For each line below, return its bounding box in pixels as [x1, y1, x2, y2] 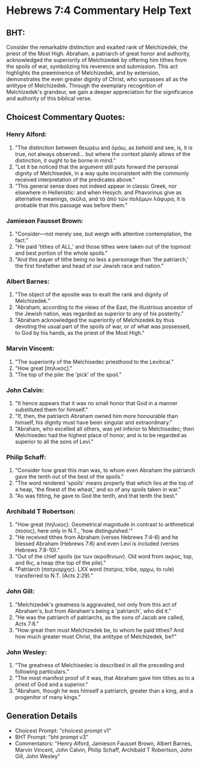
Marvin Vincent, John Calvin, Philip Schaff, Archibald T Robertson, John [14, 746, 193, 753]
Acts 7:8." [14, 620, 39, 627]
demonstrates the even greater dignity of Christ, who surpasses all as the [6, 76, 188, 83]
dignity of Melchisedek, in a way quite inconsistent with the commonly [14, 169, 189, 176]
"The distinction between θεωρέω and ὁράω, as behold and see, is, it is [14, 144, 193, 151]
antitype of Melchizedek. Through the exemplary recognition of [6, 82, 163, 89]
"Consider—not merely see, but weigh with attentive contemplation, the [14, 230, 192, 237]
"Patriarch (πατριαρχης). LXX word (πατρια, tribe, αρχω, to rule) [14, 565, 175, 573]
